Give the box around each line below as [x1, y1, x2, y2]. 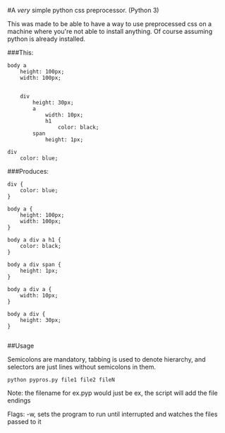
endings [7, 396, 31, 405]
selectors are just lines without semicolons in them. [7, 363, 157, 371]
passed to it [7, 417, 42, 426]
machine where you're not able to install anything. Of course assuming [7, 28, 213, 35]
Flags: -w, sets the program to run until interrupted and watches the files [7, 410, 218, 418]
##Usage [7, 342, 35, 350]
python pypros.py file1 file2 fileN [7, 376, 115, 384]
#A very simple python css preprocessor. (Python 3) [7, 6, 159, 14]
